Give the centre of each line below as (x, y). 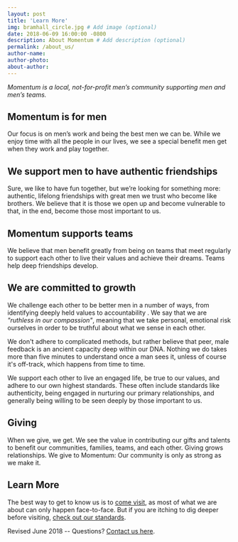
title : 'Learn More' (38, 21)
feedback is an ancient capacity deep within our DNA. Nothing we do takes (117, 349)
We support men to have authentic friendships (113, 171)
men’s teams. (27, 94)
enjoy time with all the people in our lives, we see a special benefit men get (117, 141)
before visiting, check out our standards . (67, 517)
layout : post (27, 14)
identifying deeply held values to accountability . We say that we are (107, 313)
